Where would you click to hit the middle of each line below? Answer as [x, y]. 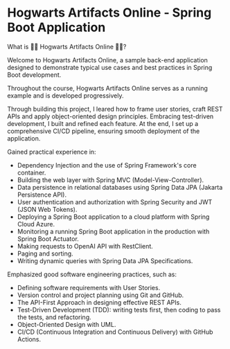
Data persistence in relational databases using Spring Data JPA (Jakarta [120, 187]
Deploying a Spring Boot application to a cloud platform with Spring [113, 217]
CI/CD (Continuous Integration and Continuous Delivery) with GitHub [115, 332]
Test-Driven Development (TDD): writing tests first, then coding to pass [119, 310]
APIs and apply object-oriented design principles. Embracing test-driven [110, 116]
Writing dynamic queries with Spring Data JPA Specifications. [105, 260]
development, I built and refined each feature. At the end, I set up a [103, 123]
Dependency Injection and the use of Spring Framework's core [107, 165]
